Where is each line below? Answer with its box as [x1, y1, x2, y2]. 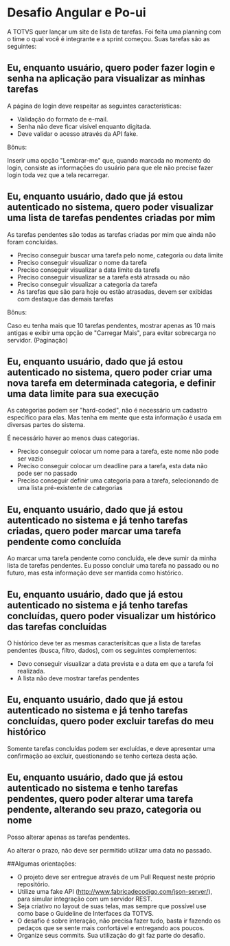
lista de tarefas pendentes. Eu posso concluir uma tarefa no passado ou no [7, 562, 220, 570]
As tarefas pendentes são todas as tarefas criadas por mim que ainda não [7, 230, 216, 238]
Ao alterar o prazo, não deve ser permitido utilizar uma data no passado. [7, 846, 212, 854]
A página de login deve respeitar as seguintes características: [7, 102, 182, 110]
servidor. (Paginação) [7, 336, 68, 344]
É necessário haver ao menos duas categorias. [7, 434, 139, 442]
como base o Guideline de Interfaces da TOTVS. [16, 909, 154, 917]
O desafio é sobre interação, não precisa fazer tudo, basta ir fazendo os [16, 916, 221, 925]
